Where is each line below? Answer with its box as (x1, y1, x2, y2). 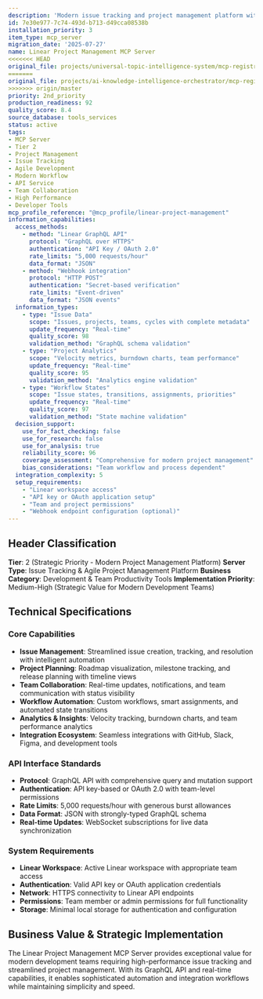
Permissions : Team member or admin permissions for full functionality (19, 896, 248, 906)
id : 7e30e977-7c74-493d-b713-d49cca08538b (8, 19, 149, 27)
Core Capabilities (8, 629, 76, 640)
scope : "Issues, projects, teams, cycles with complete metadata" (28, 318, 250, 326)
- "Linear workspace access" (22, 486, 117, 494)
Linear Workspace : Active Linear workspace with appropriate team (19, 863, 237, 873)
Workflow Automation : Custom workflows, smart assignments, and (19, 696, 239, 706)
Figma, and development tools (19, 738, 117, 748)
